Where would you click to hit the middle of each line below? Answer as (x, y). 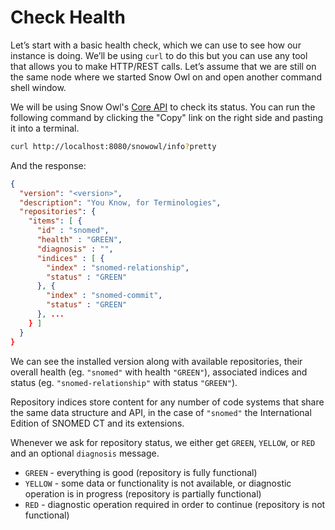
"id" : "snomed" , (73, 231)
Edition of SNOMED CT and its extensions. (97, 423)
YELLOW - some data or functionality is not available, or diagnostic (158, 483)
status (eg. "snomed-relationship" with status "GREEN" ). (124, 382)
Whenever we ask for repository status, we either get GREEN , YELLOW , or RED (163, 442)
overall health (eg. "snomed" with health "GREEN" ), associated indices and (159, 372)
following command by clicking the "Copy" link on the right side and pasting (167, 117)
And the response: (48, 165)
